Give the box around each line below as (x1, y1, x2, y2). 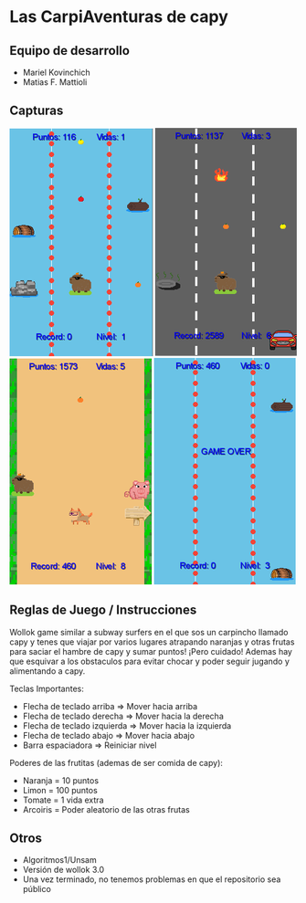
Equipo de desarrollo (9, 43, 131, 58)
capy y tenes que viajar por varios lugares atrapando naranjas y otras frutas (9, 636, 295, 647)
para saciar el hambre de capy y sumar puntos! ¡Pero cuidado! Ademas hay (9, 646, 292, 656)
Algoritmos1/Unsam (22, 855, 98, 866)
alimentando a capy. (9, 665, 86, 677)
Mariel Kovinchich (22, 67, 91, 78)
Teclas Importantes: (9, 683, 84, 694)
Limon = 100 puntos (22, 784, 98, 795)
